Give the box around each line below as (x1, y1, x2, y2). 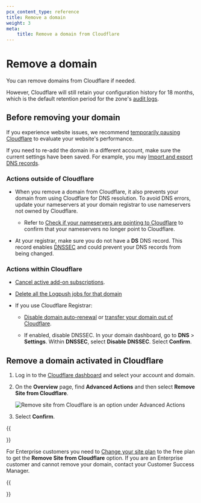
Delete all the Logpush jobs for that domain (14, 290, 122, 298)
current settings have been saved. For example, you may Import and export (6, 153, 193, 160)
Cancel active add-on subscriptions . (14, 278, 105, 286)
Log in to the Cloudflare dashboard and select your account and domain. (14, 372, 196, 379)
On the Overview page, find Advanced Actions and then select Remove (14, 383, 196, 390)
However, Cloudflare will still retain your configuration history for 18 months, (6, 89, 194, 96)
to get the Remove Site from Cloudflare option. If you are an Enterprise (6, 454, 184, 461)
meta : (6, 25, 20, 32)
